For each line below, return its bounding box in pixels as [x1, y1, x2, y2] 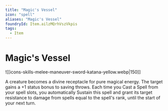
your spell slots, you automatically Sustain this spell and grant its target [5, 89, 152, 95]
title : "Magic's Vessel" [5, 7, 57, 13]
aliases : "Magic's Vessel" [5, 17, 62, 22]
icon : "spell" [5, 12, 35, 17]
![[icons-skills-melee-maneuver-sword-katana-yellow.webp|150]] [5, 69, 141, 75]
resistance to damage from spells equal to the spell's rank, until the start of [5, 94, 161, 100]
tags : [5, 26, 17, 31]
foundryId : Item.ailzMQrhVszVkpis [5, 21, 78, 27]
